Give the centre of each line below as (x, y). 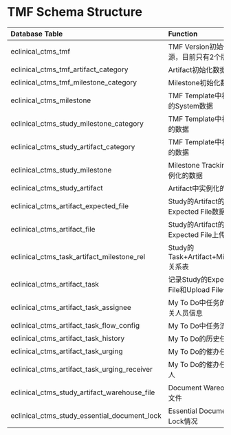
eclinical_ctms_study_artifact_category (73, 146)
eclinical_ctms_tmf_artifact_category (69, 69)
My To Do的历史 (194, 339)
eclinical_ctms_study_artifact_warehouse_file (83, 392)
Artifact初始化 (190, 69)
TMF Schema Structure (75, 12)
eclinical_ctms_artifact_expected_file (70, 205)
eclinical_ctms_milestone (51, 100)
